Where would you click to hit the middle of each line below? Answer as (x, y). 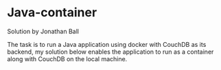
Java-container (52, 13)
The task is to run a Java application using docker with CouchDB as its (107, 44)
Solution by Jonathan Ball (43, 31)
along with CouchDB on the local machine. (67, 58)
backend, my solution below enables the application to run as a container (110, 52)
